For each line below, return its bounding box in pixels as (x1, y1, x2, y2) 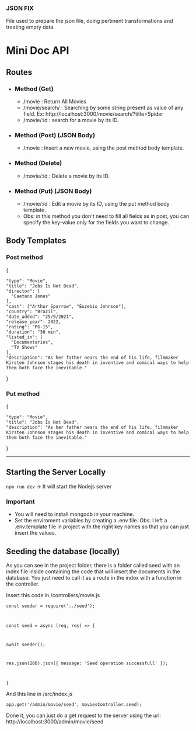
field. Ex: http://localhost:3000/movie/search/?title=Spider (23, 110, 163, 117)
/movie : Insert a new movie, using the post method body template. (23, 144, 184, 151)
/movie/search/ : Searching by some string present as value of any (23, 104, 184, 112)
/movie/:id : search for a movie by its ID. (23, 117, 119, 124)
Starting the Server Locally (6, 467, 106, 477)
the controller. (6, 580, 40, 587)
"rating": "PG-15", (6, 324, 54, 330)
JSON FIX (6, 4, 34, 12)
